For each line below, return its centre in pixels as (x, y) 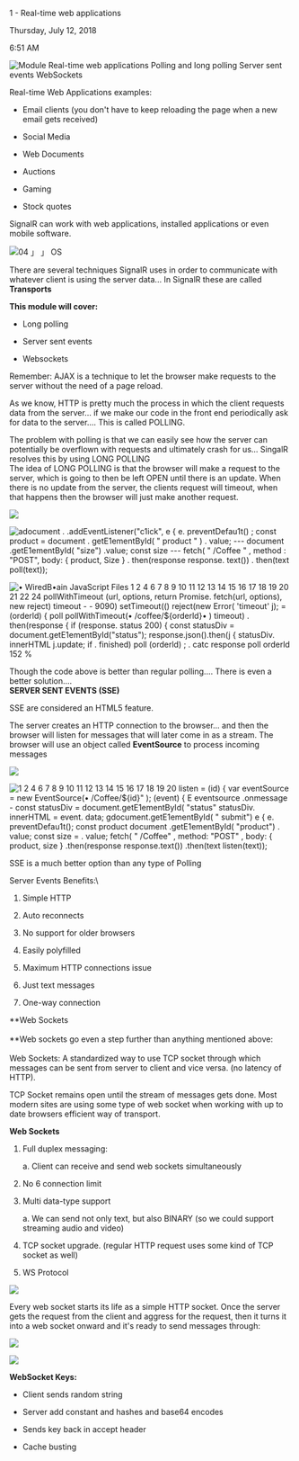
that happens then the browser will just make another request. (124, 497)
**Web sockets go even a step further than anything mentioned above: (141, 1039)
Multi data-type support (66, 1201)
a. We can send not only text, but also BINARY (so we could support (148, 1219)
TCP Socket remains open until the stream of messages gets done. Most (143, 1095)
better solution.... (41, 681)
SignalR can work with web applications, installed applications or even (139, 224)
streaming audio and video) (73, 1228)
